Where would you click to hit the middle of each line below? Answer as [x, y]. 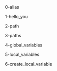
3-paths [13, 35]
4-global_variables [24, 45]
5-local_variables [22, 54]
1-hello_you [16, 16]
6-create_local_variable [29, 64]
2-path [12, 26]
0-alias [12, 7]
